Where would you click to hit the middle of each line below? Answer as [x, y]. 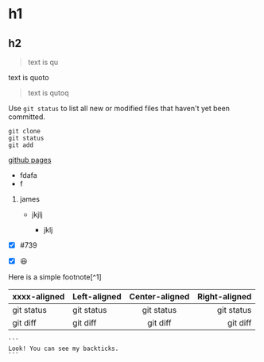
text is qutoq [48, 93]
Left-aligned [97, 297]
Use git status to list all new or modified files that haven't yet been [119, 108]
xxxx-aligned [39, 297]
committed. [27, 117]
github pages [30, 160]
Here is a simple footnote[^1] [55, 277]
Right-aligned [225, 297]
